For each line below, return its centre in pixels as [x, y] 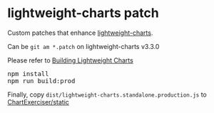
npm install [28, 74]
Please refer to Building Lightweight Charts [70, 60]
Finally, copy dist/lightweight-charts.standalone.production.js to [107, 95]
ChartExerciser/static [39, 102]
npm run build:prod [41, 81]
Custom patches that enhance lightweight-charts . [80, 33]
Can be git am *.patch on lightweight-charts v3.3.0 [83, 46]
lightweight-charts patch [83, 13]
